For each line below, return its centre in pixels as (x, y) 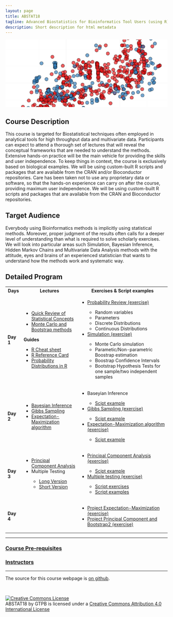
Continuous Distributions (121, 329)
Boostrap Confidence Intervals (127, 360)
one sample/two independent (126, 371)
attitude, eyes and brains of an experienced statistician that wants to (78, 255)
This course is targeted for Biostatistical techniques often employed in (80, 134)
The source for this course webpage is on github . (58, 578)
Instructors (20, 562)
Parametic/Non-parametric (124, 350)
